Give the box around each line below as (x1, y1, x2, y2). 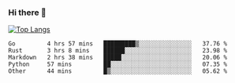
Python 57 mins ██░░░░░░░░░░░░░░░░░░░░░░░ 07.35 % (8, 60, 227, 69)
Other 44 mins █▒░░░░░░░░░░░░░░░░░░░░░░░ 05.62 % (8, 67, 227, 75)
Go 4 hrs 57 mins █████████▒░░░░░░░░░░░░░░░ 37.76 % (8, 40, 227, 48)
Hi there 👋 (8, 7, 47, 18)
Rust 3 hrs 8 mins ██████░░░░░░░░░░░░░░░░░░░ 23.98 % (8, 47, 227, 55)
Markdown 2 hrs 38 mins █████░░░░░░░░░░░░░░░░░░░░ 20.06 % (8, 54, 227, 62)
